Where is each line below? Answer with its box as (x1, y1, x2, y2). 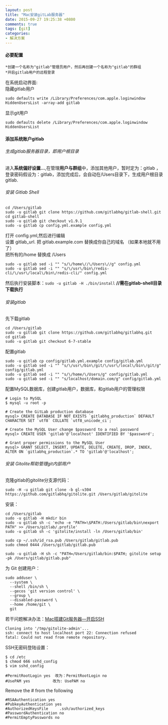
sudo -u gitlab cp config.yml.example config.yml (5, 223, 112, 228)
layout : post (5, 7, 33, 13)
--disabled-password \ (10, 598, 58, 603)
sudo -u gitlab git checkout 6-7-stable (5, 339, 92, 344)
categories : (5, 31, 30, 36)
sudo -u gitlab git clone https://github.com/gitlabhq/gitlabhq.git (5, 330, 152, 335)
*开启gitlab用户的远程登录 (5, 70, 55, 75)
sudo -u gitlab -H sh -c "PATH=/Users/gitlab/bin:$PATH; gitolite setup (5, 551, 161, 557)
